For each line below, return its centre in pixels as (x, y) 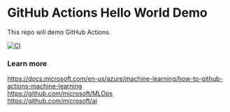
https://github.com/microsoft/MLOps (60, 94)
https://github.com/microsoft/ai (52, 101)
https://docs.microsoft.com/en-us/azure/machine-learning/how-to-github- (115, 79)
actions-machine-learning (45, 86)
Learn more (27, 63)
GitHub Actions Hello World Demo (107, 13)
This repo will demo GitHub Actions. (59, 32)
